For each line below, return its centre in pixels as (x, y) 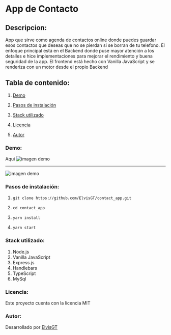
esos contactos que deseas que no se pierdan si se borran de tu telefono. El (85, 45)
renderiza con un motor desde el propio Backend (57, 67)
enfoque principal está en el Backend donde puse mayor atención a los (80, 51)
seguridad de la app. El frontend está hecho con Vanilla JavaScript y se (80, 61)
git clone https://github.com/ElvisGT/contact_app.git (72, 198)
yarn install (26, 218)
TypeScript (24, 273)
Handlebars (25, 268)
